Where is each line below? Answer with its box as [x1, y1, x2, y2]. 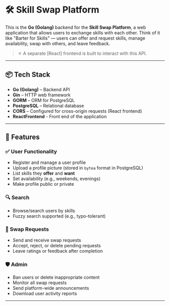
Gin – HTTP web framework [12, 92, 71, 98]
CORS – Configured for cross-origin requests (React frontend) [12, 108, 143, 114]
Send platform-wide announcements [12, 285, 90, 291]
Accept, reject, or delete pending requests [12, 243, 101, 249]
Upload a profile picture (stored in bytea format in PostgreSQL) [12, 165, 143, 171]
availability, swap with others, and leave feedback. [5, 40, 110, 46]
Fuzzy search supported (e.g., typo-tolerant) [12, 213, 106, 219]
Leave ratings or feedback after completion [12, 248, 103, 254]
